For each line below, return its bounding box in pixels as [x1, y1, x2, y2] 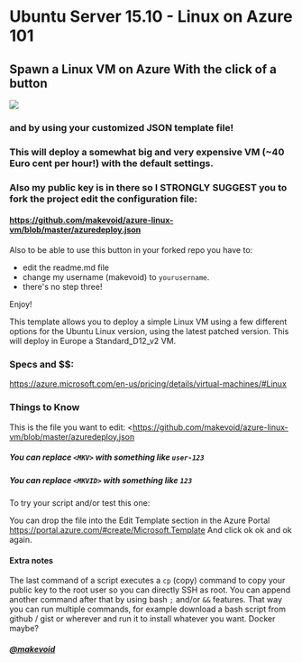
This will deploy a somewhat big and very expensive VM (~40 [9, 145, 285, 158]
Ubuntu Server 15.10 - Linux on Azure [9, 6, 293, 27]
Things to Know [9, 401, 80, 414]
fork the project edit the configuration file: [9, 192, 198, 205]
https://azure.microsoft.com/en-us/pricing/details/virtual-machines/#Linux [9, 378, 287, 389]
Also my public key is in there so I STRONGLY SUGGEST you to [9, 181, 288, 193]
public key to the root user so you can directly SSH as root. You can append [9, 584, 291, 595]
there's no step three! [22, 281, 103, 292]
